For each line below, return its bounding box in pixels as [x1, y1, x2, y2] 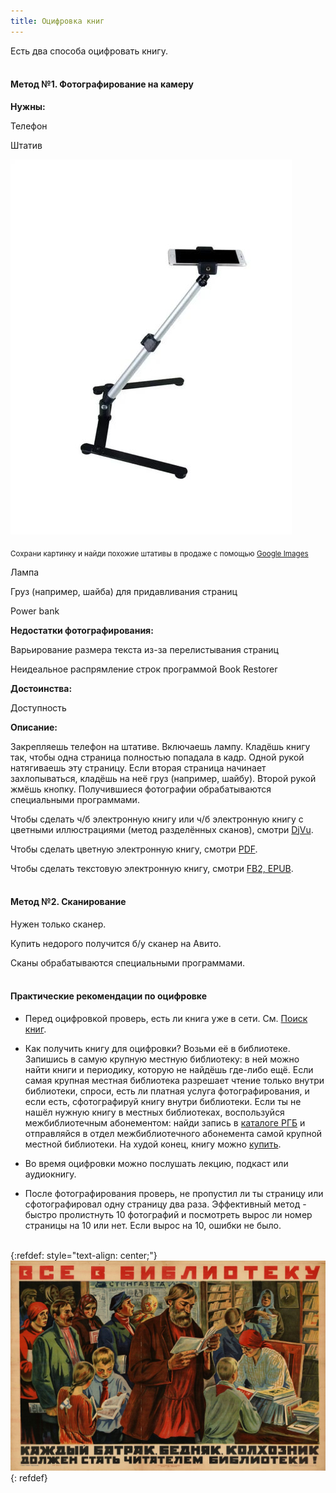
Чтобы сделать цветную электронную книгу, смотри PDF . [10, 843, 258, 855]
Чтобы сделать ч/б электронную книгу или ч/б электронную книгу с [10, 813, 304, 825]
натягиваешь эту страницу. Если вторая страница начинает [10, 761, 267, 774]
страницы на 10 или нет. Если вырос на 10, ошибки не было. [24, 1220, 282, 1232]
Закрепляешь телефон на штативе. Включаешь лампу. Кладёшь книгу [10, 740, 311, 752]
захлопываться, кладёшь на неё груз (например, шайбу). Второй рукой [10, 772, 317, 784]
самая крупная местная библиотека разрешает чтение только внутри [24, 1075, 325, 1087]
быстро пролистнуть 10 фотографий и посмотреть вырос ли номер [24, 1209, 313, 1221]
